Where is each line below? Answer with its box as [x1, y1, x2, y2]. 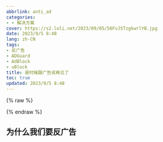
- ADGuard [6, 53, 31, 59]
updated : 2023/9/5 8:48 [6, 81, 65, 87]
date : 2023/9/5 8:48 [6, 31, 57, 37]
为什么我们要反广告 [6, 127, 76, 137]
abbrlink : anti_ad [6, 8, 52, 15]
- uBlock [6, 64, 28, 70]
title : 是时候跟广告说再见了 [6, 70, 69, 75]
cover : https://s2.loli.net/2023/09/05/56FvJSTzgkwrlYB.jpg [6, 25, 158, 31]
